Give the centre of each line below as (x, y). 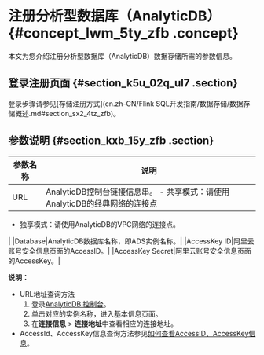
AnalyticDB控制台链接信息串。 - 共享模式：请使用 (138, 192)
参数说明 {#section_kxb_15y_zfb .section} (111, 141)
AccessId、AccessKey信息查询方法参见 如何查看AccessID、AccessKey (134, 333)
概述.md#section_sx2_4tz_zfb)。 (67, 113)
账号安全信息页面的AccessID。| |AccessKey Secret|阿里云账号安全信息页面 (130, 251)
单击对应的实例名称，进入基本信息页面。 (97, 313)
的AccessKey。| (34, 261)
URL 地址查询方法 (47, 294)
